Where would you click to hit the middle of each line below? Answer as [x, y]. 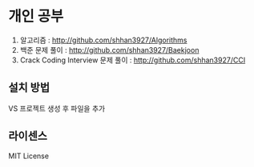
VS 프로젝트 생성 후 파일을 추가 [57, 108]
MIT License [29, 156]
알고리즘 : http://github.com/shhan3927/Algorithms [103, 40]
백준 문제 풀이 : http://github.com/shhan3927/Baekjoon [109, 50]
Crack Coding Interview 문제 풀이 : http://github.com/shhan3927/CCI [133, 60]
